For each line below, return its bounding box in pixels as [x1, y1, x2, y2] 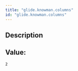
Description [5, 31, 43, 40]
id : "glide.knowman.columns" [5, 12, 67, 17]
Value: [5, 48, 26, 57]
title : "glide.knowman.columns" [5, 7, 73, 13]
